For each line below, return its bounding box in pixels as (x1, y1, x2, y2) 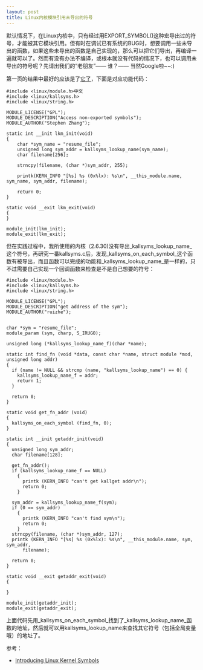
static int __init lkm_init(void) (6, 131, 94, 137)
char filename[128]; (11, 452, 63, 458)
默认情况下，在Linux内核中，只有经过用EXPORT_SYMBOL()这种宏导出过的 (6, 31, 191, 39)
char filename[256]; (17, 152, 69, 158)
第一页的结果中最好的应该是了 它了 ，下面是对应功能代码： (6, 75, 149, 82)
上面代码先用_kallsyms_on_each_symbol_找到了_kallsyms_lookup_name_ (6, 616, 187, 623)
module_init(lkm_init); (6, 226, 66, 232)
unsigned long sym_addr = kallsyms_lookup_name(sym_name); (17, 146, 169, 152)
